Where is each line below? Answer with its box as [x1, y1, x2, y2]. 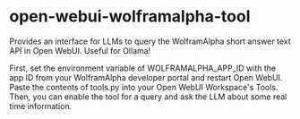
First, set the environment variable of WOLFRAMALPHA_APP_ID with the [9, 63, 277, 73]
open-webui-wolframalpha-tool [9, 6, 251, 27]
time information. [9, 100, 73, 111]
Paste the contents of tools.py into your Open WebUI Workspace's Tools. [9, 81, 279, 92]
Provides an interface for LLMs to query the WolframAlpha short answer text [9, 36, 291, 47]
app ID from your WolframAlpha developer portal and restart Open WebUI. [9, 72, 283, 82]
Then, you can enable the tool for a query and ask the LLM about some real [9, 91, 287, 102]
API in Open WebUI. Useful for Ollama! [9, 45, 151, 55]
